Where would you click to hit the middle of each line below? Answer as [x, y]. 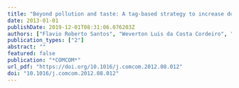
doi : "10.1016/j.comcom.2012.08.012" [63, 73]
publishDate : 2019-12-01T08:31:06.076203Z [71, 27]
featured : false [31, 54]
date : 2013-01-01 [33, 21]
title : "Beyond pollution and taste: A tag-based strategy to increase [116, 14]
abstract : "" [27, 47]
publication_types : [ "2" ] [46, 40]
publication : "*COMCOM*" [44, 60]
